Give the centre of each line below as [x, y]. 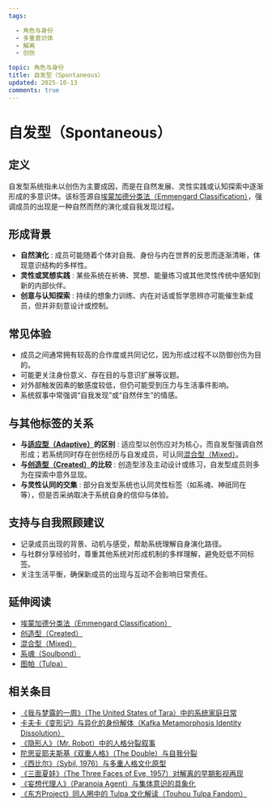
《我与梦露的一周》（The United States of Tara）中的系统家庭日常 [128, 712]
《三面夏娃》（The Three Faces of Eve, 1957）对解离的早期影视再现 [132, 773]
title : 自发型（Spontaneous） [56, 75]
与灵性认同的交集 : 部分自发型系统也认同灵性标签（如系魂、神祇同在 [133, 485]
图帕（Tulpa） [44, 664]
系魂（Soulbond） [50, 653]
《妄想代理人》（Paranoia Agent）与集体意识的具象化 [108, 783]
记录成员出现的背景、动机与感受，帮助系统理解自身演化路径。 [123, 544]
